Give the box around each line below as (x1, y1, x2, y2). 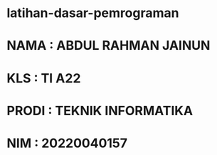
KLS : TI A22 (6, 70, 81, 86)
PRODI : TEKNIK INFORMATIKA (6, 102, 194, 119)
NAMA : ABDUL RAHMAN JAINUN (6, 38, 211, 54)
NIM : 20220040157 (6, 135, 128, 151)
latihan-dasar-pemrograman (6, 5, 179, 21)
